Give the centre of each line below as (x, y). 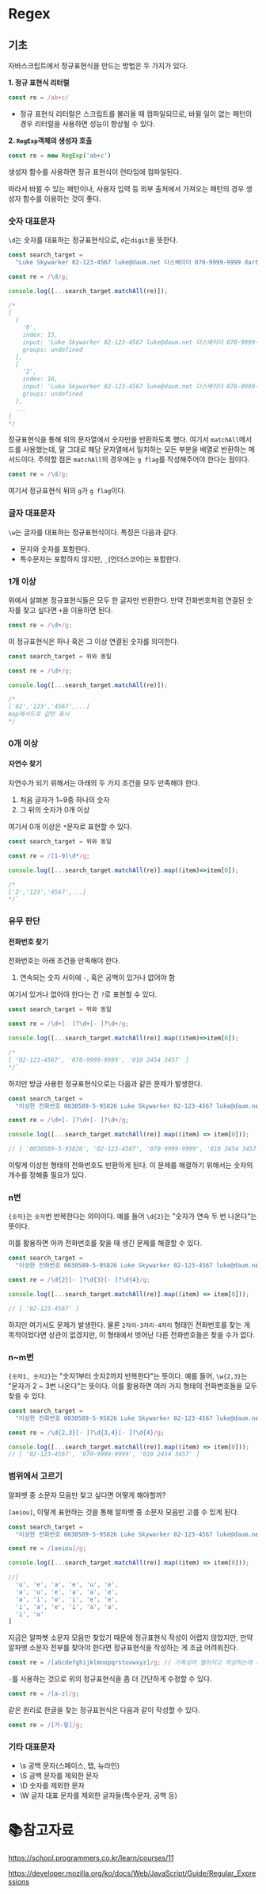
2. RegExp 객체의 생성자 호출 (50, 141)
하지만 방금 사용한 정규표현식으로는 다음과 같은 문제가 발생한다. (106, 1083)
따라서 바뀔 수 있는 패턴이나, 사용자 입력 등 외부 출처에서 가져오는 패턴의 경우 (126, 188)
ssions (19, 1882)
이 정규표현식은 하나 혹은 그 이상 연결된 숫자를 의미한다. (94, 641)
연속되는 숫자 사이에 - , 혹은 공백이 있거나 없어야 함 (97, 978)
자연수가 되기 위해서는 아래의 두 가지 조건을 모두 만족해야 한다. (104, 783)
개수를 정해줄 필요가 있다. (47, 1175)
